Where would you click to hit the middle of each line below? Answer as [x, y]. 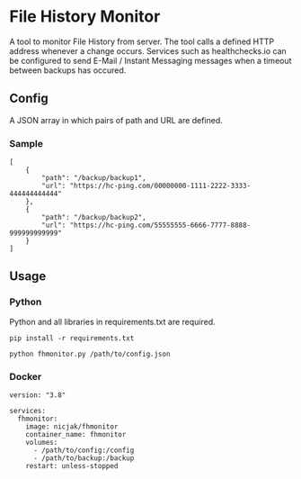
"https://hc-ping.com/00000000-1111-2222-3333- [160, 186]
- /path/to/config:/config [84, 451]
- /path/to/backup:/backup [84, 458]
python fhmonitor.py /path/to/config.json [90, 354]
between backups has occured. [68, 70]
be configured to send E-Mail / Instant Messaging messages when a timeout [150, 60]
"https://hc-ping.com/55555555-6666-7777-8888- [160, 226]
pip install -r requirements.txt [72, 338]
